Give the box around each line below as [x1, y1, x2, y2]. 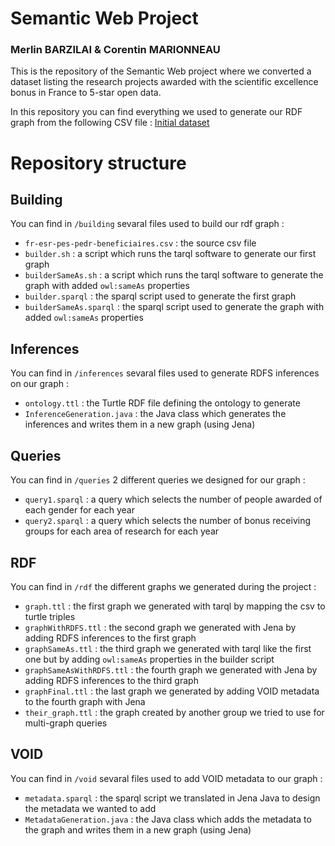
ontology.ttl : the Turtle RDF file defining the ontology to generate [24, 397, 301, 409]
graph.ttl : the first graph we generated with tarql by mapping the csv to [24, 600, 326, 612]
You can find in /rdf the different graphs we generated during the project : [10, 580, 317, 592]
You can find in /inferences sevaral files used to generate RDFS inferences [10, 367, 320, 379]
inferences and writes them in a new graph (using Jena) [24, 418, 256, 431]
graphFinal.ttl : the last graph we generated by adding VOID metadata [24, 685, 320, 697]
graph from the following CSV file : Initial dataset [10, 117, 210, 129]
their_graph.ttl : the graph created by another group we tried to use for [24, 706, 325, 718]
